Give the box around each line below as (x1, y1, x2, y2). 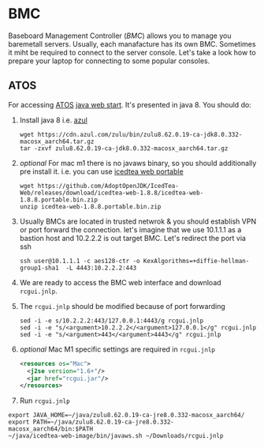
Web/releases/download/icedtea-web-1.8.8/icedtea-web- (19, 189, 204, 197)
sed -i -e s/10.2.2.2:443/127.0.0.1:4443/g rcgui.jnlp (19, 317, 204, 325)
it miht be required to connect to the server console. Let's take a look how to (8, 47, 256, 57)
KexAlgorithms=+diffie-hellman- (143, 257, 250, 265)
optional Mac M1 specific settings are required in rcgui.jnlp (19, 344, 215, 354)
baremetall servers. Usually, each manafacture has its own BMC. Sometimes (8, 39, 256, 48)
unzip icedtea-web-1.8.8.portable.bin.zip (19, 202, 162, 210)
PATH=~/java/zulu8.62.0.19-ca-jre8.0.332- (32, 418, 175, 427)
